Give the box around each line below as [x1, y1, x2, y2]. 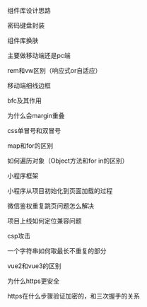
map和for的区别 [7, 141, 54, 150]
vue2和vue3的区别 [7, 262, 61, 270]
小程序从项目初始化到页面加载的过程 [7, 187, 113, 195]
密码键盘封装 [7, 21, 45, 30]
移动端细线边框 [7, 81, 51, 90]
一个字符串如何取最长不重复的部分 [7, 247, 107, 255]
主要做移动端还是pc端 [7, 52, 71, 59]
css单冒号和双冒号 [7, 127, 61, 134]
